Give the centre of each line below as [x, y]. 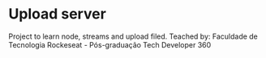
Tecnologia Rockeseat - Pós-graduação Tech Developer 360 [110, 44]
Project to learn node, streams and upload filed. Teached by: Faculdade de [133, 36]
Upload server [58, 14]
